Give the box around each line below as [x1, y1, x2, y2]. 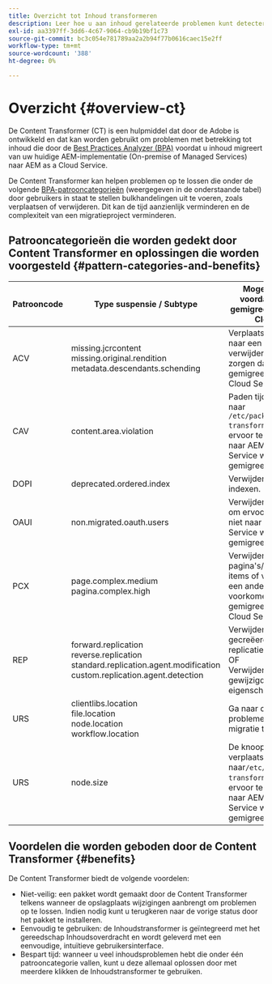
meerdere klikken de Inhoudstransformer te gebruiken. [19, 967, 203, 977]
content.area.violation [70, 425, 154, 437]
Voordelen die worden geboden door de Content [8, 840, 257, 854]
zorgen [227, 357, 256, 368]
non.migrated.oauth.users [70, 516, 169, 527]
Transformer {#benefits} [8, 852, 136, 867]
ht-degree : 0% [8, 58, 57, 66]
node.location [70, 718, 124, 729]
